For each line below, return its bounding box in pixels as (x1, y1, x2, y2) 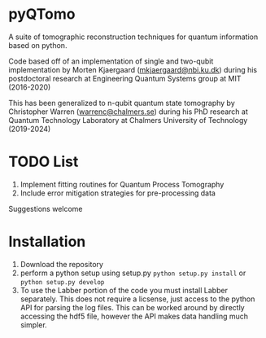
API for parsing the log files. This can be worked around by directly (20, 302, 246, 312)
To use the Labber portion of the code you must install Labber (20, 285, 228, 295)
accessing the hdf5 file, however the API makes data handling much (20, 311, 249, 321)
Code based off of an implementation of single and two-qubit (8, 56, 214, 66)
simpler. (20, 319, 47, 330)
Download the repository (20, 259, 104, 269)
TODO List (8, 152, 79, 171)
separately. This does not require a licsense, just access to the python (20, 294, 255, 304)
